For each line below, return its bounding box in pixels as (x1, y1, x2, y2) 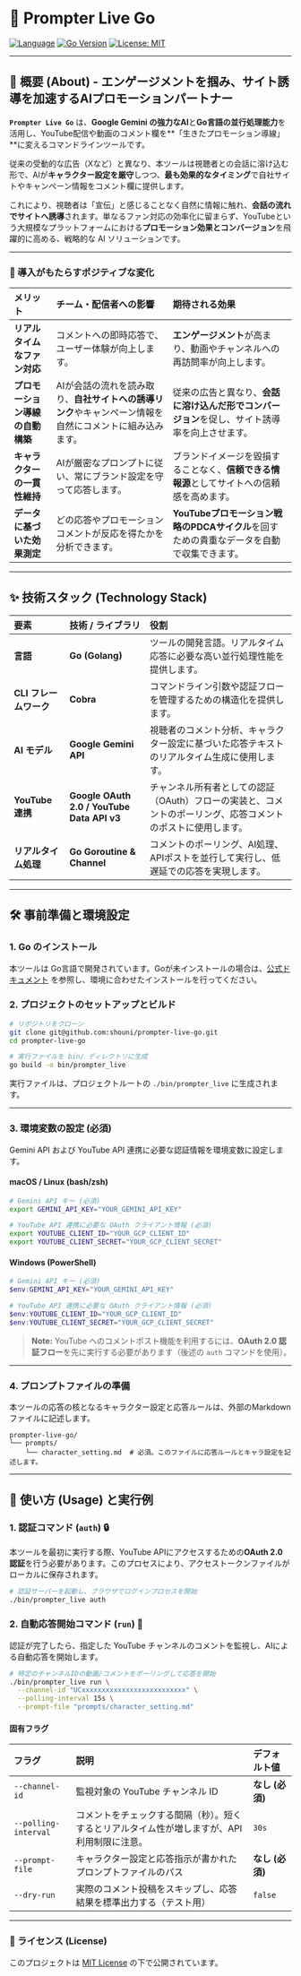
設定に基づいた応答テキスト (167, 737, 285, 749)
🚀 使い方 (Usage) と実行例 (9, 1492, 154, 1508)
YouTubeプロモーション (172, 507, 274, 520)
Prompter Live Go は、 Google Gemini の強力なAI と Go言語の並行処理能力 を (9, 116, 287, 127)
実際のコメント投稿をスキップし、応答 (75, 1883, 237, 1895)
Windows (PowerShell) (9, 1256, 97, 1267)
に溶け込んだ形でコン (172, 400, 262, 412)
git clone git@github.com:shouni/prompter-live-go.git (9, 1028, 219, 1037)
